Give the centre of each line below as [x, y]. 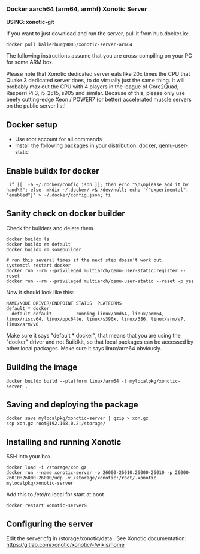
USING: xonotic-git [30, 22]
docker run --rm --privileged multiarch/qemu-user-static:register [92, 270]
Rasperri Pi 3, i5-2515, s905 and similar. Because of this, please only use [96, 93]
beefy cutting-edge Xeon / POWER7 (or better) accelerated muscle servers [99, 99]
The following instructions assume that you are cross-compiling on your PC [99, 56]
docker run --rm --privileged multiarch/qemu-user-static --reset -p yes [100, 281]
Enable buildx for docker [53, 171]
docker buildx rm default [38, 244]
